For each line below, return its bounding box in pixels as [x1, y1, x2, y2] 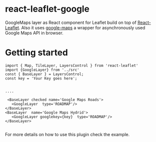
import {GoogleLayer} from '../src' [5, 67, 79, 72]
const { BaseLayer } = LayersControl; [5, 72, 84, 77]
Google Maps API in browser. [5, 30, 63, 36]
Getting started [5, 47, 68, 58]
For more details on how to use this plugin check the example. [5, 131, 130, 137]
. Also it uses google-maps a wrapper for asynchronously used [19, 24, 145, 30]
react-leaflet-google [5, 3, 90, 15]
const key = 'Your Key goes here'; [5, 76, 78, 81]
